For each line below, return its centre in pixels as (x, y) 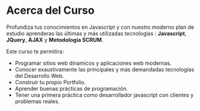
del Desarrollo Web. (39, 76)
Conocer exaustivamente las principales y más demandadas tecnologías (105, 69)
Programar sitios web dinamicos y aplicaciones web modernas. (93, 63)
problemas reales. (37, 101)
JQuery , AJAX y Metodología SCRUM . (55, 40)
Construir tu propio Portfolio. (50, 82)
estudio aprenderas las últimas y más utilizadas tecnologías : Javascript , (96, 33)
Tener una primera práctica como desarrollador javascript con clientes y (104, 95)
